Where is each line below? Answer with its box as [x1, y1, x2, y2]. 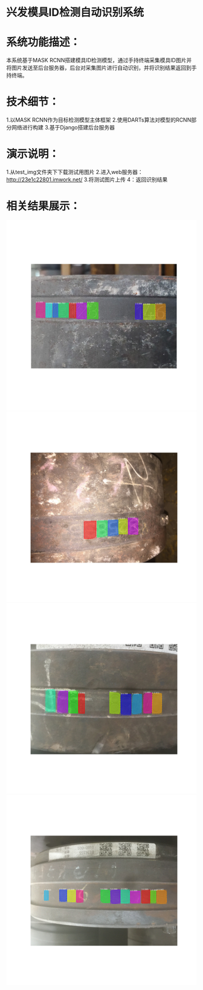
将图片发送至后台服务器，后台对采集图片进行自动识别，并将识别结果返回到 [6, 64, 192, 71]
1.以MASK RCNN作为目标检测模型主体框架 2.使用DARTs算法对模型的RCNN [6, 116, 192, 124]
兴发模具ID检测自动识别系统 [6, 5, 144, 19]
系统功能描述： [6, 36, 81, 49]
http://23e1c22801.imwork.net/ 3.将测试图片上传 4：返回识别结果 [6, 176, 168, 183]
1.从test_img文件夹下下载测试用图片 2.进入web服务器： [6, 169, 143, 175]
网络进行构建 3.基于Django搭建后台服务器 [11, 124, 115, 131]
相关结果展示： [6, 199, 81, 213]
